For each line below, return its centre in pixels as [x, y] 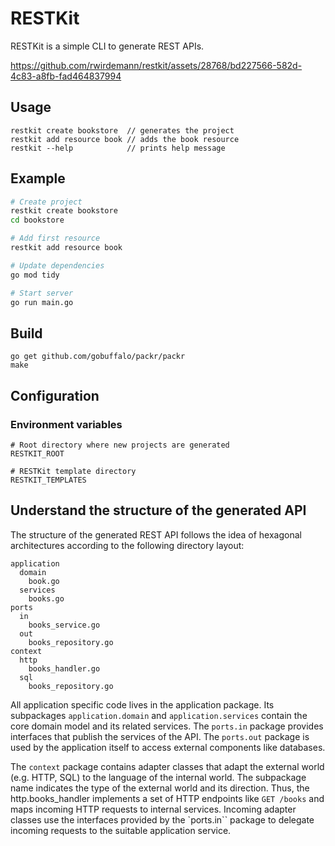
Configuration [55, 395]
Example [38, 178]
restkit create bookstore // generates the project [122, 130]
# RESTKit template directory [73, 471]
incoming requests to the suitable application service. [121, 830]
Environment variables [66, 424]
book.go [44, 581]
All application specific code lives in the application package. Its [142, 704]
